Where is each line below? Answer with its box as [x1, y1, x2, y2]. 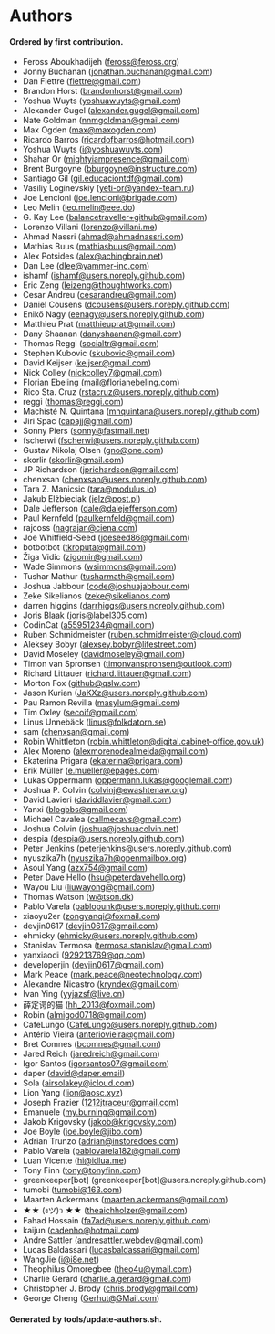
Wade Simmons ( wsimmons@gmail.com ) [22, 561, 178, 572]
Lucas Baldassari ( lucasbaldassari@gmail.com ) [22, 1244, 200, 1255]
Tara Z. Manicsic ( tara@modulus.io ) [22, 483, 158, 494]
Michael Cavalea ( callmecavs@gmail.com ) [22, 814, 182, 825]
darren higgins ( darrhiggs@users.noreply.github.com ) [22, 600, 226, 611]
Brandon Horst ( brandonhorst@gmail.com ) [22, 86, 184, 97]
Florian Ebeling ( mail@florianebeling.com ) [22, 376, 180, 388]
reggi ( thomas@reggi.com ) [22, 397, 125, 408]
